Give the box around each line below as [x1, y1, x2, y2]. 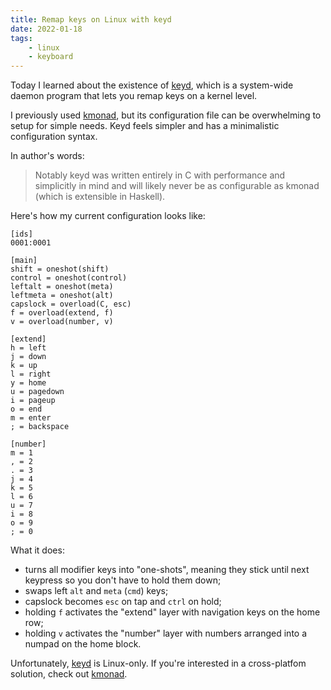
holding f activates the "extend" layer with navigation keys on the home [24, 606, 321, 618]
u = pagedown [10, 387, 65, 397]
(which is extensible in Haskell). [34, 191, 166, 203]
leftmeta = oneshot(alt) [10, 291, 114, 301]
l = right [10, 369, 52, 380]
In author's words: [10, 150, 85, 162]
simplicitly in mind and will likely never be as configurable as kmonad [34, 180, 320, 192]
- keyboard [28, 52, 74, 62]
